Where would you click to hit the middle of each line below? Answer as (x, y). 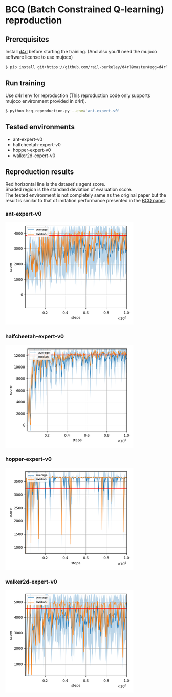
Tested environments (40, 127)
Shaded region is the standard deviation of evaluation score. (69, 190)
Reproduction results (40, 172)
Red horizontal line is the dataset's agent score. (56, 184)
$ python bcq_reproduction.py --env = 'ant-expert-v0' (63, 111)
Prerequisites (27, 39)
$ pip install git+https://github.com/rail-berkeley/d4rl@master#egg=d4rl (87, 67)
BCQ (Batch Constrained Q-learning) (85, 9)
